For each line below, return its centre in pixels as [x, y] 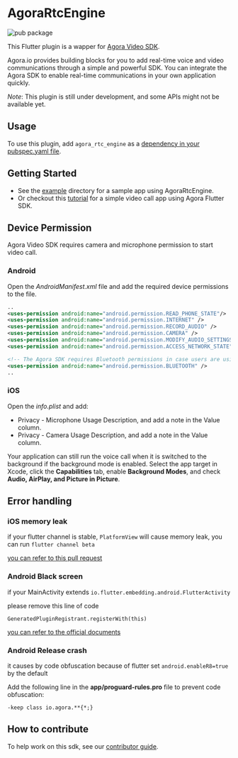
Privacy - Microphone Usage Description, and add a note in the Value [119, 419]
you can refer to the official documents [64, 632]
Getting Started [42, 174]
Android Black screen [45, 576]
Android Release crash [47, 650]
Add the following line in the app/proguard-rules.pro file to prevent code [114, 687]
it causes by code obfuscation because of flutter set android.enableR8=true [118, 666]
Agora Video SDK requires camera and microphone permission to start [110, 245]
